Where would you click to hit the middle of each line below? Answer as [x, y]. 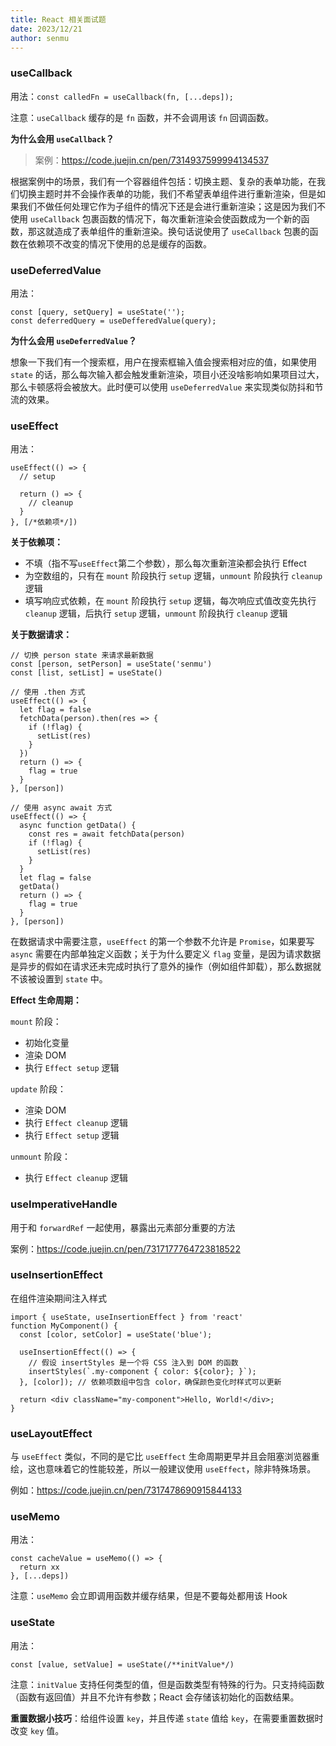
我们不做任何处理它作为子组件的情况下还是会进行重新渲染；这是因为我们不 [172, 206]
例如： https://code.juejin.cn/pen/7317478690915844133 [126, 1490]
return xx [39, 1567]
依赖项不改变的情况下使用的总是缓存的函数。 [119, 243]
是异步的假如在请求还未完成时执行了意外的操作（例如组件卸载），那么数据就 [166, 967]
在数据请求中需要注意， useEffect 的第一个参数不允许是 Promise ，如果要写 [162, 942]
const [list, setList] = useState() [86, 673]
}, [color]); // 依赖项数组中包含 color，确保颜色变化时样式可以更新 [150, 1382]
